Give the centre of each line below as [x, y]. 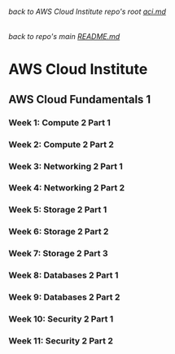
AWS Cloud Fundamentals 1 [80, 99]
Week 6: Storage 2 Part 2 [59, 232]
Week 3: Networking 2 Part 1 [66, 166]
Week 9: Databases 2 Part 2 [64, 297]
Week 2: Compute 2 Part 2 [61, 144]
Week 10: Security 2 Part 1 [61, 319]
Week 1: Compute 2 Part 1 [60, 122]
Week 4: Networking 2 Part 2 [67, 188]
